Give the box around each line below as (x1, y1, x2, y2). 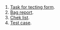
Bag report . (10, 9, 34, 15)
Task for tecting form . (10, 4, 55, 10)
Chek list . (10, 15, 30, 20)
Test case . (10, 20, 32, 26)
